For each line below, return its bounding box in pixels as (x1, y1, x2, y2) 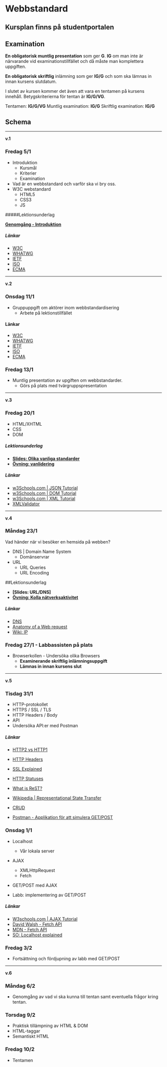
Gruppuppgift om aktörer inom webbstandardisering (12, 304, 119, 310)
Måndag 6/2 (5, 982, 36, 989)
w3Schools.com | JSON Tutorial (12, 485, 78, 491)
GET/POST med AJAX (12, 882, 58, 888)
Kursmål (19, 165, 37, 171)
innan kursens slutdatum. (5, 78, 57, 85)
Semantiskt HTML (12, 1034, 49, 1040)
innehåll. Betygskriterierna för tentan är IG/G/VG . (5, 93, 105, 100)
